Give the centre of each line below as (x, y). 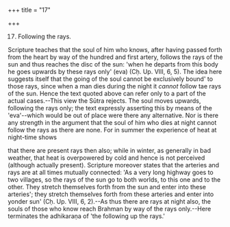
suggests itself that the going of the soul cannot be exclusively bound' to (111, 79)
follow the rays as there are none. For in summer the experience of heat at (112, 130)
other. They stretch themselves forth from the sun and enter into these (107, 187)
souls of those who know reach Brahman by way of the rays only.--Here (110, 209)
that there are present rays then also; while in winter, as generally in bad (110, 151)
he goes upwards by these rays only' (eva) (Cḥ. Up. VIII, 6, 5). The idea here (115, 72)
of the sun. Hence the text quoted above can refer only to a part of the (107, 93)
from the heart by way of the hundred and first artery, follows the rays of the (115, 57)
